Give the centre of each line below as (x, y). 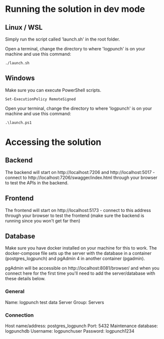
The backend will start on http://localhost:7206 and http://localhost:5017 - (80, 172)
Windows (20, 78)
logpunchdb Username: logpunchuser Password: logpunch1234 (70, 331)
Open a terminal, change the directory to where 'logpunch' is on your (75, 49)
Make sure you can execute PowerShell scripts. (53, 90)
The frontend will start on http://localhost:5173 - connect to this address (78, 210)
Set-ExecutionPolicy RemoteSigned (41, 99)
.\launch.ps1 (18, 123)
